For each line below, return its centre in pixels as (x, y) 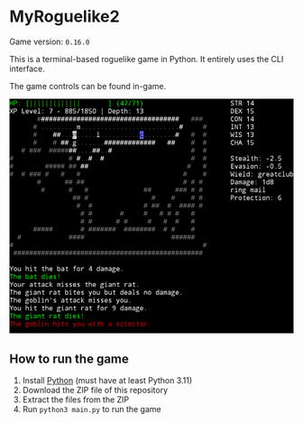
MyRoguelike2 (64, 17)
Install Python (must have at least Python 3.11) (107, 381)
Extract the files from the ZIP (76, 400)
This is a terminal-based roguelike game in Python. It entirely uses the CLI (147, 59)
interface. (27, 69)
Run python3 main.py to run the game (92, 409)
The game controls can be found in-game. (88, 86)
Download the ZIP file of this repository (95, 391)
